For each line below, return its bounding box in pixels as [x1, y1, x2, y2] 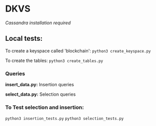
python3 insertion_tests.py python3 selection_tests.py [5, 116, 124, 121]
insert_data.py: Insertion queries [5, 82, 74, 88]
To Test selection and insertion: [5, 104, 84, 111]
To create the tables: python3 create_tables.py [5, 57, 103, 64]
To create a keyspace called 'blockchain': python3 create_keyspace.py [5, 47, 151, 53]
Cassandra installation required [5, 20, 71, 26]
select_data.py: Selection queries [5, 91, 76, 97]
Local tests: [5, 34, 43, 43]
